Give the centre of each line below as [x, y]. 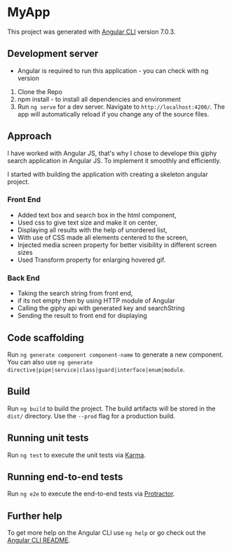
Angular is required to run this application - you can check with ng [113, 70]
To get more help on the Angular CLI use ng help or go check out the [107, 533]
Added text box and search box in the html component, [97, 215]
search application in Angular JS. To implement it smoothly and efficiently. [114, 160]
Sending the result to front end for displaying [82, 316]
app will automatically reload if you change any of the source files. [113, 114]
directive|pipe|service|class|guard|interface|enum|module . [96, 369]
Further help [35, 516]
